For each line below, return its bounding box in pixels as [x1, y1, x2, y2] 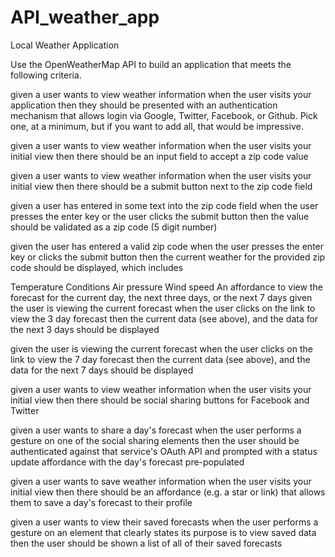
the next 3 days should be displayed [10, 323, 160, 335]
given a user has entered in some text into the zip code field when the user [10, 199, 319, 211]
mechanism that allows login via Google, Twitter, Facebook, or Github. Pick [10, 109, 318, 121]
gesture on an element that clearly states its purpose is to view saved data [10, 526, 317, 538]
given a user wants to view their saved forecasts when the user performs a [10, 516, 319, 528]
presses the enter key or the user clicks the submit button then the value [10, 210, 310, 222]
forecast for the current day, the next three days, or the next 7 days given [10, 291, 313, 303]
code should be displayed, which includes [10, 261, 184, 273]
